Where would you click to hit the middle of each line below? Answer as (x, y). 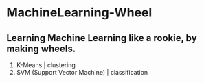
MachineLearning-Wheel (79, 13)
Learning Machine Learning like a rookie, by (102, 38)
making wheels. (41, 48)
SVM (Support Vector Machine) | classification (82, 72)
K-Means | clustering (46, 65)
